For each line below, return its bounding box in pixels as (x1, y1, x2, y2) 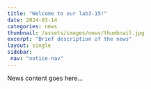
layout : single (7, 42, 51, 49)
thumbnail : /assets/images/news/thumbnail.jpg (7, 29, 145, 37)
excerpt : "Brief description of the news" (7, 36, 132, 43)
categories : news (7, 23, 58, 30)
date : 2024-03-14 (7, 17, 58, 23)
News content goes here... (7, 74, 84, 82)
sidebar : (7, 49, 33, 56)
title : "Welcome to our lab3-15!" (7, 10, 108, 17)
